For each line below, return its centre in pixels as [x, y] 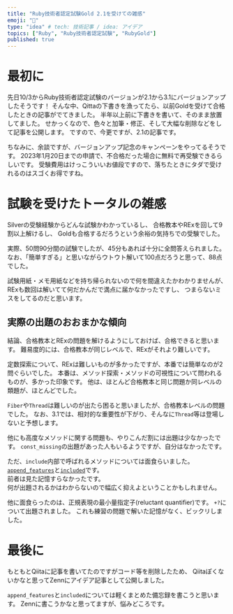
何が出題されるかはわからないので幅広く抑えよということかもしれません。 [114, 487]
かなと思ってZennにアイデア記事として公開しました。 [90, 580]
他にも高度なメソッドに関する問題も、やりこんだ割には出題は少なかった [111, 437]
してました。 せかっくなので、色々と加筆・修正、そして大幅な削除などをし [114, 124]
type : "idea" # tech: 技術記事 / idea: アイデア [75, 27]
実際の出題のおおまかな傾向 [67, 322]
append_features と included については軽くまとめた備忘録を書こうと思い [110, 594]
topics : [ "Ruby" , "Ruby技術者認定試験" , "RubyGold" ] [82, 33]
